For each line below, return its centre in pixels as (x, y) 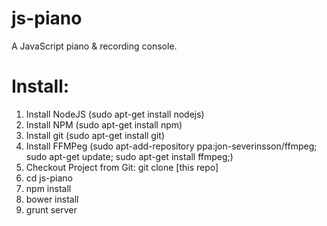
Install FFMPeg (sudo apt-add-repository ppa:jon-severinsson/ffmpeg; (171, 146)
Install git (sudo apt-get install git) (95, 135)
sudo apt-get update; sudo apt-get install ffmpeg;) (129, 156)
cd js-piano (49, 178)
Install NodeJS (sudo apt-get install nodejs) (115, 114)
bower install (52, 199)
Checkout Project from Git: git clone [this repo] (122, 167)
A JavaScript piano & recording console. (94, 46)
